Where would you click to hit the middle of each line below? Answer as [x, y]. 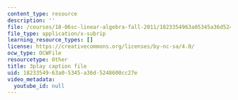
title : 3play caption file [47, 66]
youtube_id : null [39, 86]
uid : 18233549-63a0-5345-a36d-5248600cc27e [73, 73]
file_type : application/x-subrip [57, 33]
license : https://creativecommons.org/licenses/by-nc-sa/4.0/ [101, 46]
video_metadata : [31, 79]
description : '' [31, 20]
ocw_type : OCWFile [34, 54]
